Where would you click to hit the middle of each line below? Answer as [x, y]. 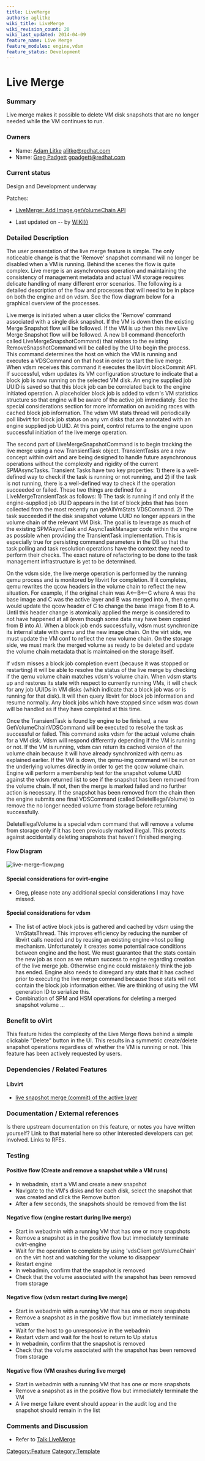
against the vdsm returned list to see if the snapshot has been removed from [103, 780]
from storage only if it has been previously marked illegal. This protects [96, 831]
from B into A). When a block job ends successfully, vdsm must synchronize [102, 625]
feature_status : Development [43, 52]
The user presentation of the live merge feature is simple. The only [90, 251]
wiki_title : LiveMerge [35, 23]
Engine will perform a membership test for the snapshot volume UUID [94, 773]
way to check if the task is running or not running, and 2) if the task [112, 477]
